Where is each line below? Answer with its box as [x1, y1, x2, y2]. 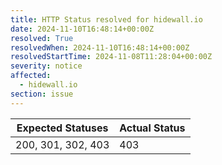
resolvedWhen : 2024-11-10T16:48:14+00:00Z [10, 42, 190, 53]
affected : [10, 71, 52, 81]
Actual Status [119, 121, 186, 135]
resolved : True [10, 33, 74, 43]
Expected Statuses [16, 121, 109, 135]
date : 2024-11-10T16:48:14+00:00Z [10, 24, 155, 34]
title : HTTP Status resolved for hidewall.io [10, 14, 203, 25]
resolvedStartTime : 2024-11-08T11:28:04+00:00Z [10, 52, 213, 62]
